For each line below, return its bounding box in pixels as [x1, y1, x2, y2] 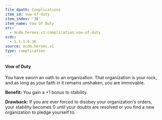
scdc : [5, 35, 16, 40]
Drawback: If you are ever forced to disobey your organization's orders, [5, 99, 152, 105]
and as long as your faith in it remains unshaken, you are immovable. [5, 80, 145, 86]
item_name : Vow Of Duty [5, 21, 54, 26]
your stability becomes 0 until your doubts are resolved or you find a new [5, 104, 155, 110]
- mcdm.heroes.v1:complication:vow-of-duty [9, 30, 101, 35]
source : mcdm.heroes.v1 [5, 44, 54, 49]
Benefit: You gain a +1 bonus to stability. [5, 89, 88, 95]
